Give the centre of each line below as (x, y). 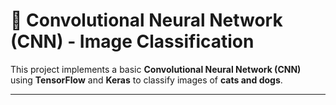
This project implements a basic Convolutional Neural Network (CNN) (156, 69)
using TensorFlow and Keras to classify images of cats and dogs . (146, 80)
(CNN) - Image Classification (132, 41)
